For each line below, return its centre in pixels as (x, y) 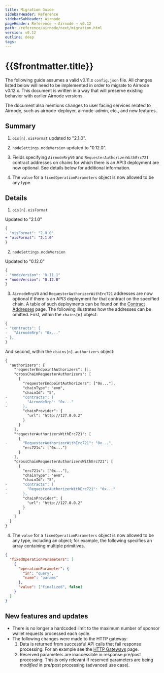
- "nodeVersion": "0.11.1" (33, 275)
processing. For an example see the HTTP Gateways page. (79, 649)
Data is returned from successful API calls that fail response (80, 644)
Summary (20, 126)
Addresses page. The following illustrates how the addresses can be (82, 309)
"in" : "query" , (38, 573)
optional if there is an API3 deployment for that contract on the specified (85, 299)
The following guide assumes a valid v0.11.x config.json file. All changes (79, 80)
